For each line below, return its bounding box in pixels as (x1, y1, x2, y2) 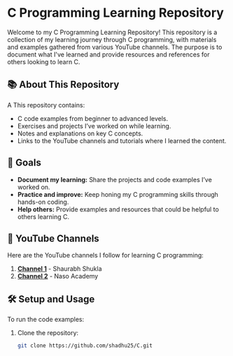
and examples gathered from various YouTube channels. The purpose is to (7, 43, 223, 51)
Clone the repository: (17, 329, 79, 337)
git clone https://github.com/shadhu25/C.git (17, 342, 153, 350)
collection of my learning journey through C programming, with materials (7, 35, 217, 43)
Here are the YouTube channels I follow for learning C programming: (7, 251, 204, 260)
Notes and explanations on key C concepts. (17, 129, 143, 138)
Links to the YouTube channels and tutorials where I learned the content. (17, 136, 227, 144)
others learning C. (17, 212, 70, 221)
